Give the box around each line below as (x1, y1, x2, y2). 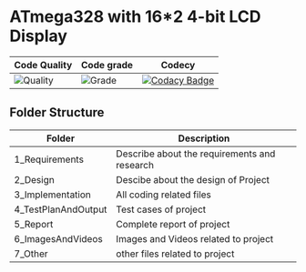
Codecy (160, 58, 196, 71)
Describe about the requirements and (116, 147, 276, 160)
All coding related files (116, 188, 212, 201)
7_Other (14, 247, 48, 260)
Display (9, 25, 68, 46)
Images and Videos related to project (116, 232, 274, 245)
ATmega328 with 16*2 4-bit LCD (9, 6, 261, 27)
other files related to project (116, 247, 235, 260)
